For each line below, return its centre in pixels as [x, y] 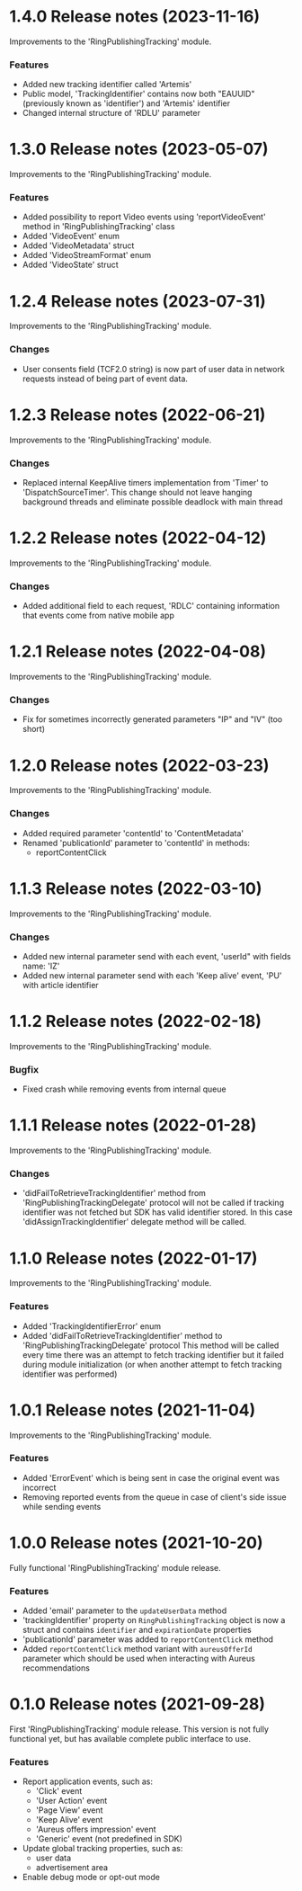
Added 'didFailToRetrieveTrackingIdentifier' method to [122, 1335]
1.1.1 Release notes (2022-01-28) [133, 1125]
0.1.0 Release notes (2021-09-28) [137, 1704]
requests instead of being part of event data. [105, 379]
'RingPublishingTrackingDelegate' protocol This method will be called [151, 1345]
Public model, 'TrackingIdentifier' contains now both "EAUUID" [138, 94]
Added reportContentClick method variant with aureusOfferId [138, 1649]
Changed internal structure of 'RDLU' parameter [111, 113]
